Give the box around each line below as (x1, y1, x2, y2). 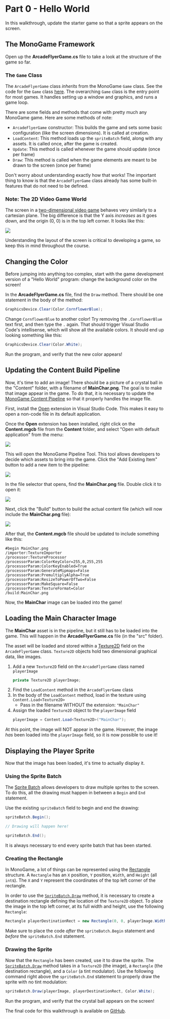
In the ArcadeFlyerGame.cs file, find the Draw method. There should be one (5, 292, 163, 298)
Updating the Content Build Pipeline (5, 366, 120, 375)
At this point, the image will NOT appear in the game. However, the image (5, 726, 158, 732)
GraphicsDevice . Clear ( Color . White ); (5, 342, 82, 347)
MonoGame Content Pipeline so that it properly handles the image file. (5, 395, 152, 402)
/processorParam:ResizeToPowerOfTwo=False (5, 577, 96, 582)
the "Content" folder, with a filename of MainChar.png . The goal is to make (5, 385, 162, 391)
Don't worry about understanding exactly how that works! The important (5, 172, 156, 178)
